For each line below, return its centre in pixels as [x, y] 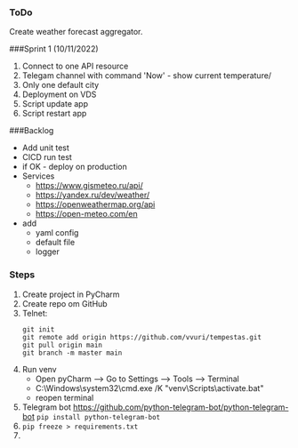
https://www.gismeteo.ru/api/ [89, 186]
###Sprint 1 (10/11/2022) [54, 49]
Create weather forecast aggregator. [76, 32]
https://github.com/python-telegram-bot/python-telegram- [181, 407]
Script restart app [54, 114]
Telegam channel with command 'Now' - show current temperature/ [147, 76]
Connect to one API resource [75, 66]
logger [47, 252]
